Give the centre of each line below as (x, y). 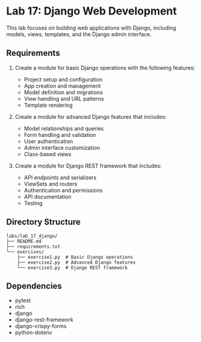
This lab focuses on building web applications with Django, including (91, 28)
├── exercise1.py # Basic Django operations (75, 257)
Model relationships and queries (64, 128)
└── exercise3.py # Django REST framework (73, 268)
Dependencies (34, 286)
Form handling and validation (60, 135)
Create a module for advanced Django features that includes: (91, 116)
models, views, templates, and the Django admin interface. (79, 34)
